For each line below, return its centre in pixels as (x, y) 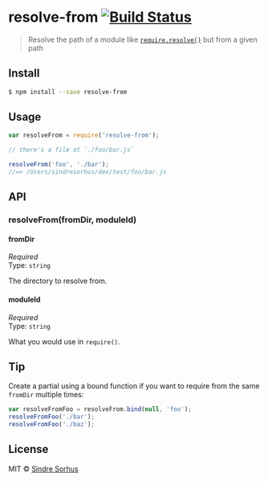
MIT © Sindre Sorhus (43, 469)
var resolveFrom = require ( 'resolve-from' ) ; (84, 136)
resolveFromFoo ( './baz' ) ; (51, 425)
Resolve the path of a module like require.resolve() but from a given (143, 39)
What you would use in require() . (64, 341)
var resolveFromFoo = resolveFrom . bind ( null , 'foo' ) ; (100, 409)
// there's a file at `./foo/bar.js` (71, 150)
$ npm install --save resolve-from (68, 92)
